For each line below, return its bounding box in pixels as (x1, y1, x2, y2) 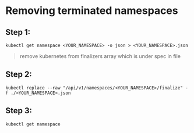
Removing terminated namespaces (5, 4, 178, 17)
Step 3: (5, 106, 33, 116)
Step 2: (5, 70, 33, 80)
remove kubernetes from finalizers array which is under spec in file (19, 53, 181, 59)
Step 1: (5, 27, 31, 37)
